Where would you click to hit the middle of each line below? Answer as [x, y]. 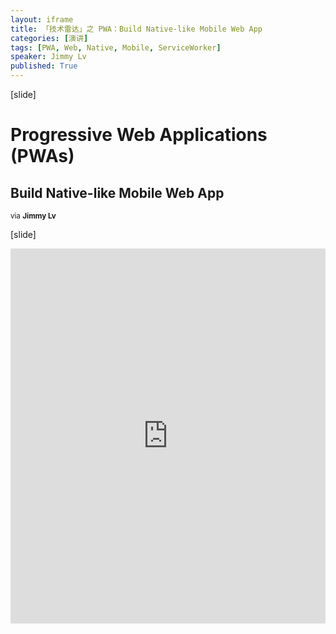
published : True [44, 66]
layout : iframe [42, 19]
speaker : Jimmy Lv [48, 57]
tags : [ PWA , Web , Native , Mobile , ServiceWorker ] [116, 47]
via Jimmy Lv [33, 216]
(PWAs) [42, 156]
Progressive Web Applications [139, 135]
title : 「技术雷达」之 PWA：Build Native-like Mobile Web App [136, 29]
